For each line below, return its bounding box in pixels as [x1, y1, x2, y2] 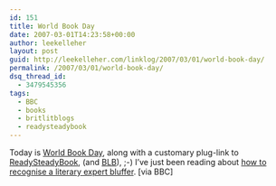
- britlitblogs [17, 114, 75, 123]
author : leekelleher [9, 38, 88, 48]
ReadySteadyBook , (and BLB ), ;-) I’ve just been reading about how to [9, 157, 267, 167]
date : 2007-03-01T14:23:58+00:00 [9, 30, 136, 39]
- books [17, 106, 47, 115]
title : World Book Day [9, 22, 95, 31]
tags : [9, 88, 30, 98]
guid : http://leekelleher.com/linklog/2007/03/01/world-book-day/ [9, 55, 265, 64]
